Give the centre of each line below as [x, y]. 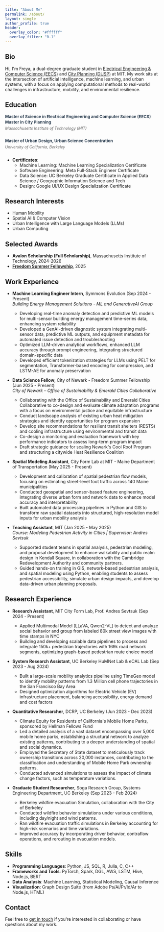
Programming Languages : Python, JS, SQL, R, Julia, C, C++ [73, 866]
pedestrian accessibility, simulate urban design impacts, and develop [89, 579]
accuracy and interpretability [48, 502]
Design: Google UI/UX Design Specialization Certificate [75, 186]
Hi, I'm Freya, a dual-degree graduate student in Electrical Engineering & [78, 69]
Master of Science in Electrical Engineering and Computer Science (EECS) [78, 116]
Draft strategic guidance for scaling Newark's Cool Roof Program [85, 447]
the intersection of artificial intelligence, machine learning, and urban [75, 79]
